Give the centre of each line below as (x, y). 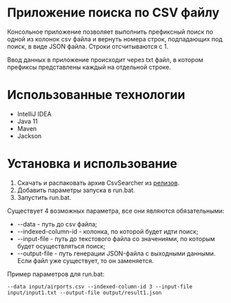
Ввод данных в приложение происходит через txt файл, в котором (105, 59)
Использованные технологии (96, 95)
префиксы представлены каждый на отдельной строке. (89, 67)
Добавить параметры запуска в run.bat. (76, 190)
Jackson (29, 136)
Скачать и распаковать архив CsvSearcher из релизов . (98, 182)
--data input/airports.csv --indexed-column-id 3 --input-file (100, 286)
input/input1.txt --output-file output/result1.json (84, 293)
